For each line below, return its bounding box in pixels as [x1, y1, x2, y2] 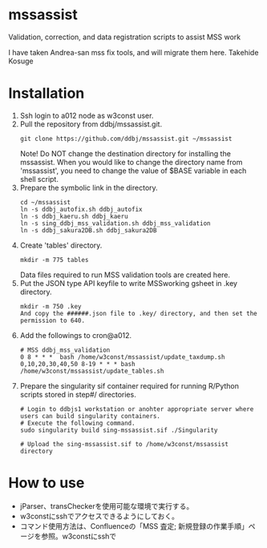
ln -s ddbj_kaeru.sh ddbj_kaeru [19, 212, 128, 220]
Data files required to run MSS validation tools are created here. [19, 270, 231, 280]
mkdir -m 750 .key [19, 302, 82, 310]
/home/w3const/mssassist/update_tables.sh [19, 367, 164, 375]
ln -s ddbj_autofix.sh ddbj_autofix [19, 205, 143, 213]
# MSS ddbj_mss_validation [19, 346, 111, 354]
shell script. [19, 174, 59, 183]
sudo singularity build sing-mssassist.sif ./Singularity [19, 426, 218, 434]
